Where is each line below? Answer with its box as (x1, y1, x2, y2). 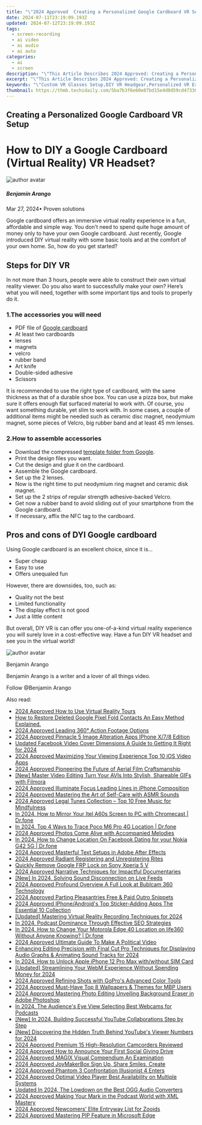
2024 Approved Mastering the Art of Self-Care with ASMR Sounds (14, 791, 179, 798)
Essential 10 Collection (14, 906, 71, 914)
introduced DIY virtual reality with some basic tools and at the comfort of (6, 236, 186, 243)
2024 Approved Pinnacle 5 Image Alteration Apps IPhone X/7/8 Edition (14, 733, 191, 740)
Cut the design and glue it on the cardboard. (14, 461, 125, 468)
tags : (6, 25, 20, 32)
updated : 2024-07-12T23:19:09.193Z (6, 20, 96, 26)
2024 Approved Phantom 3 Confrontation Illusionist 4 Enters (14, 1067, 165, 1074)
